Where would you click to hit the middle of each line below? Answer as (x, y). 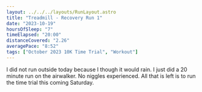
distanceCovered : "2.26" (38, 40)
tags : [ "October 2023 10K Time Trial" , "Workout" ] (72, 52)
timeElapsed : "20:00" (34, 35)
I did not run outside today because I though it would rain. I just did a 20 (97, 69)
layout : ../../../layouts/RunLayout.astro (61, 12)
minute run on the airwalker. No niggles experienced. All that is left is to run (101, 76)
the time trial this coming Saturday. (50, 82)
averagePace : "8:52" (33, 47)
